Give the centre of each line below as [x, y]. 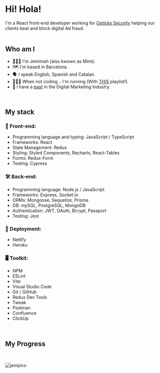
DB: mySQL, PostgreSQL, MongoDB [49, 205]
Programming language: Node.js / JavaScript [58, 189]
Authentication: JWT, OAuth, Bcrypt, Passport [59, 211]
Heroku [20, 245]
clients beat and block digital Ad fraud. [45, 28]
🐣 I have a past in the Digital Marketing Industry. [61, 87]
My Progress [25, 344]
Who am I [20, 49]
